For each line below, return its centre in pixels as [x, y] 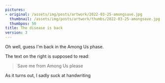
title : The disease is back [34, 28]
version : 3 [16, 33]
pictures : [15, 10]
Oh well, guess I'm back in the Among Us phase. [54, 47]
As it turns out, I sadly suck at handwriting [48, 75]
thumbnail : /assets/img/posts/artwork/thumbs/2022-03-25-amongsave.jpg [85, 19]
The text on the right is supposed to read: [47, 56]
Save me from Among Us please [50, 66]
